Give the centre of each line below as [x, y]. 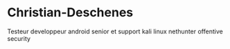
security [19, 38]
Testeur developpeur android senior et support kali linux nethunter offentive [115, 31]
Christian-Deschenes [70, 13]
